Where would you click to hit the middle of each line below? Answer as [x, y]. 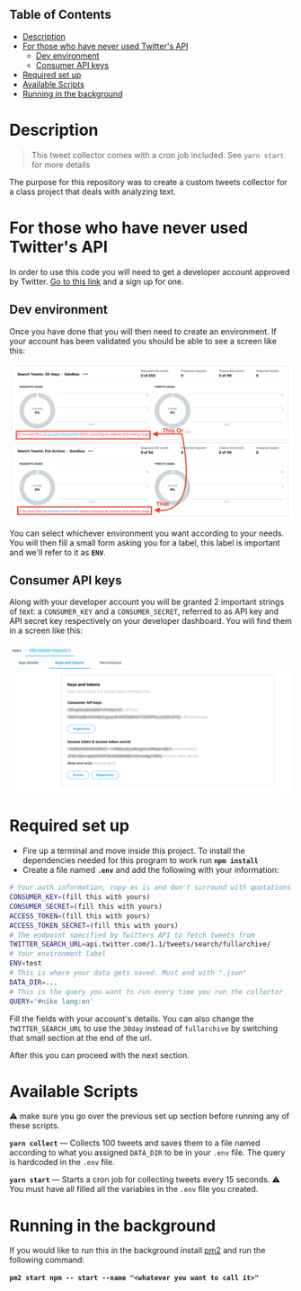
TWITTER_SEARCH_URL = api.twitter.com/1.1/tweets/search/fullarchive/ [140, 944]
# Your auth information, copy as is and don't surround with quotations [150, 888]
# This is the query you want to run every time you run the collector [146, 992]
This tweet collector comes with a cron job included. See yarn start [158, 155]
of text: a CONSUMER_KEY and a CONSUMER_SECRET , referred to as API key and [144, 611]
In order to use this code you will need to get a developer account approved [150, 272]
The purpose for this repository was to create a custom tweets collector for [148, 182]
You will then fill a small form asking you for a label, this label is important [145, 542]
